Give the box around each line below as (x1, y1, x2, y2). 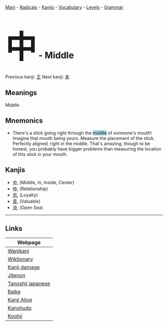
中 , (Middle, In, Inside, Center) (12, 180, 74, 186)
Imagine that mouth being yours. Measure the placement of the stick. (12, 135, 155, 141)
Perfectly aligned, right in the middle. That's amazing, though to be (12, 140, 150, 146)
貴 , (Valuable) (12, 198, 41, 205)
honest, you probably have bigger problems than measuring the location (12, 145, 161, 152)
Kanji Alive (7, 296, 32, 303)
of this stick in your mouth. (12, 151, 67, 157)
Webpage (17, 239, 41, 246)
